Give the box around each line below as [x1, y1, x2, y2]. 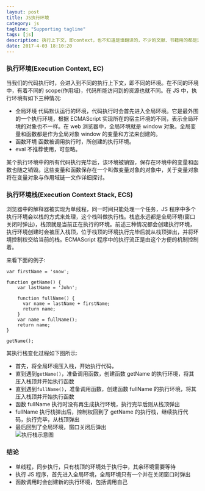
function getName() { [6, 279, 62, 285]
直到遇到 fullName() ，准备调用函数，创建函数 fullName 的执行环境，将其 [15, 385, 197, 393]
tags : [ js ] [6, 32, 34, 38]
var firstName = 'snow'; [6, 269, 70, 275]
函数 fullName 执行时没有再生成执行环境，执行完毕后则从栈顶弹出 [15, 401, 180, 408]
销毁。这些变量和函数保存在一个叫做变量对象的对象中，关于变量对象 [27, 166, 199, 174]
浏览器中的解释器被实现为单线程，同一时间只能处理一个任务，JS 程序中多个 [6, 206, 196, 213]
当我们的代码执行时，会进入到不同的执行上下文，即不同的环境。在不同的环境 [6, 79, 199, 87]
